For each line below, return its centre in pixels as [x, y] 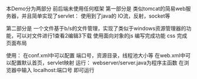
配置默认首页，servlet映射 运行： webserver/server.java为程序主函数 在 [97, 63]
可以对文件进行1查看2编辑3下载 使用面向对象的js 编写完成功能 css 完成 [102, 36]
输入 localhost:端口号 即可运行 [58, 70]
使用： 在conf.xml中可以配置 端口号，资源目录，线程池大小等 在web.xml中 [96, 55]
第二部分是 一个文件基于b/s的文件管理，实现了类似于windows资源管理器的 [96, 28]
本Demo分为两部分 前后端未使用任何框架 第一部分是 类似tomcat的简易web [96, 8]
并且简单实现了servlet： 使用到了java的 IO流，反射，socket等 [96, 16]
